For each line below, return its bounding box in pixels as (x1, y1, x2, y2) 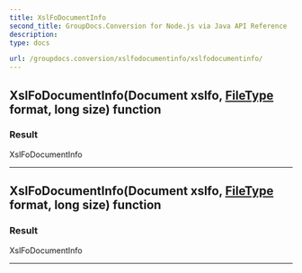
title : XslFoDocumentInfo (9, 13, 106, 22)
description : (9, 30, 58, 39)
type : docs (9, 38, 50, 48)
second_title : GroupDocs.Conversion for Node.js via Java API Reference (9, 22, 288, 31)
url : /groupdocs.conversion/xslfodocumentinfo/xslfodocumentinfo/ (9, 55, 263, 64)
